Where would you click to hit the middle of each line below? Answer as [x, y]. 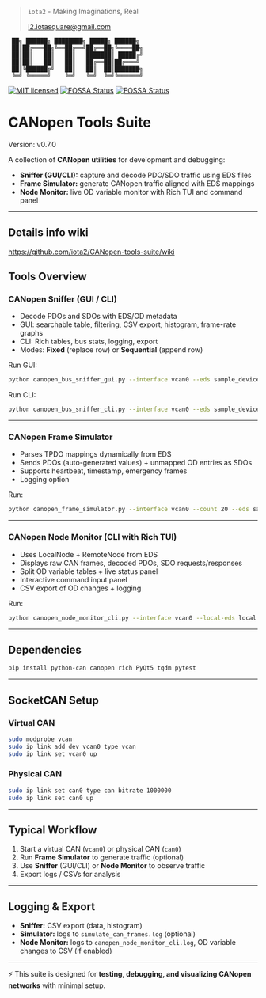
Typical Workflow [53, 830]
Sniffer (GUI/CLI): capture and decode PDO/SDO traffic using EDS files [135, 175]
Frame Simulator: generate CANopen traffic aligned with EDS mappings [137, 183]
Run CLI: [22, 395]
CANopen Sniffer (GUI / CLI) [63, 299]
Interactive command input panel [74, 579]
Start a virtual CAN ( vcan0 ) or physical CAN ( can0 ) [101, 849]
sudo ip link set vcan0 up [53, 754]
